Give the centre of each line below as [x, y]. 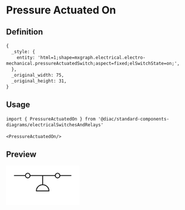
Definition [24, 32]
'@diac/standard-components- [133, 119]
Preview [21, 155]
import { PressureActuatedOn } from [51, 119]
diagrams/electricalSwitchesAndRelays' [55, 125]
